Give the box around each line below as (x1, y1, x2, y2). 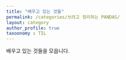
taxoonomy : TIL (6, 31, 46, 36)
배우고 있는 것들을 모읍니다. (6, 48, 70, 55)
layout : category (6, 19, 49, 25)
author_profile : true (6, 25, 60, 31)
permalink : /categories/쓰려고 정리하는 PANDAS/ (6, 14, 120, 20)
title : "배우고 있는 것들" (6, 8, 64, 15)
